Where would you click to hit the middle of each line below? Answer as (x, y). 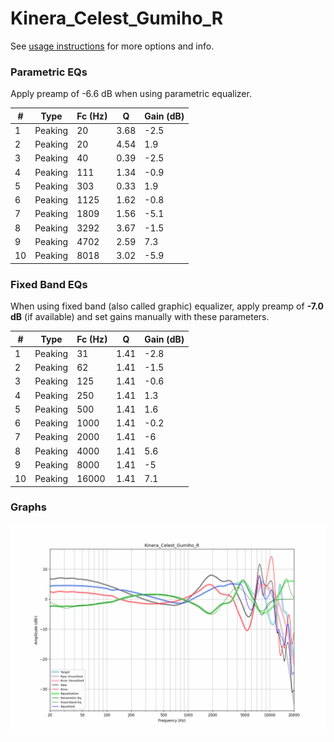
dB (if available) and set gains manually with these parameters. (140, 317)
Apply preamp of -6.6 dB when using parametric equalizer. (131, 94)
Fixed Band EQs (49, 284)
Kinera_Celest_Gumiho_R (117, 18)
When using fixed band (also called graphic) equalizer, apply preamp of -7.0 (167, 306)
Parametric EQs (49, 72)
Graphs (28, 507)
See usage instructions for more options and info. (112, 46)
